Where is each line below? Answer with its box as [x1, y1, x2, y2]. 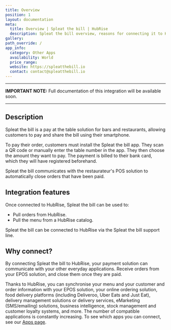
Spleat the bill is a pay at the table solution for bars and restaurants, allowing [5, 126, 166, 133]
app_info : [5, 45, 26, 50]
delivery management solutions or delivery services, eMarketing [5, 297, 140, 303]
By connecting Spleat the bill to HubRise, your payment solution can [5, 261, 148, 267]
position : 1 [5, 12, 31, 17]
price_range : [10, 60, 38, 65]
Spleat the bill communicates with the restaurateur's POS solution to [5, 168, 149, 174]
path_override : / [5, 41, 42, 46]
